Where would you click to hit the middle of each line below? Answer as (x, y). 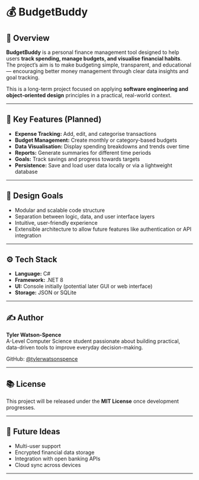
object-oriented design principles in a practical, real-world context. (89, 95)
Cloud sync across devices (48, 465)
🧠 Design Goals (35, 196)
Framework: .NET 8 (39, 280)
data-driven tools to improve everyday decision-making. (75, 348)
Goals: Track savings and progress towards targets (77, 159)
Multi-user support (38, 446)
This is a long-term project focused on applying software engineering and (97, 89)
